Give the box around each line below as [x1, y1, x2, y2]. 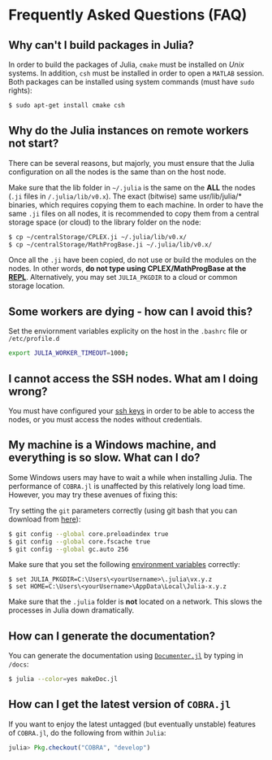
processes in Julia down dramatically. [8, 605, 135, 615]
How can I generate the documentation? [8, 629, 216, 643]
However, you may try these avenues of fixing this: [8, 490, 179, 500]
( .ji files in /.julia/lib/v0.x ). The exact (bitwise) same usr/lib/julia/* [8, 191, 242, 201]
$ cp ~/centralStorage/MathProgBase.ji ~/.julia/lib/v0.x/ [8, 240, 213, 249]
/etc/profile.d [8, 335, 60, 343]
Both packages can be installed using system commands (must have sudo [8, 77, 255, 86]
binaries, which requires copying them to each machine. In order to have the [8, 199, 264, 209]
